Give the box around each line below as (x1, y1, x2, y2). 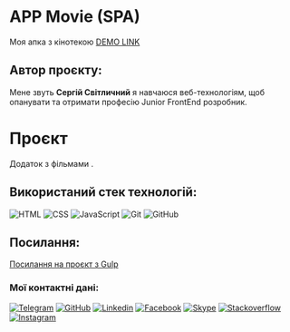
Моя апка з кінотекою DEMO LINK (9, 36, 140, 47)
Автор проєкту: (9, 63, 102, 78)
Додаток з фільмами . (9, 158, 93, 169)
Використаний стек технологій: (9, 184, 198, 200)
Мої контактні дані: (9, 281, 100, 294)
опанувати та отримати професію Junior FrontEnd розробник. (9, 96, 247, 107)
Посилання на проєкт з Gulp (9, 259, 119, 269)
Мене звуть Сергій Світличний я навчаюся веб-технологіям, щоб (9, 86, 266, 97)
